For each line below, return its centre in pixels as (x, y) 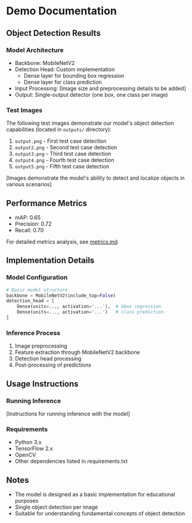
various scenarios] (29, 184)
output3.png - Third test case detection (63, 154)
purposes (27, 501)
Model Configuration (37, 278)
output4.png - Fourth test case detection (64, 160)
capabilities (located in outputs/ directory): (59, 130)
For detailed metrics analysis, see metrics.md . (63, 241)
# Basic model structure (37, 290)
